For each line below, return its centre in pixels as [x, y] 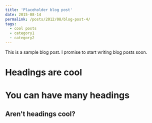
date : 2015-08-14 [23, 15]
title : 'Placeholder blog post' [39, 10]
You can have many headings [67, 95]
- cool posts [23, 29]
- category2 [22, 38]
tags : [11, 24]
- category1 [22, 33]
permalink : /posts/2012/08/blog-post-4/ [48, 19]
